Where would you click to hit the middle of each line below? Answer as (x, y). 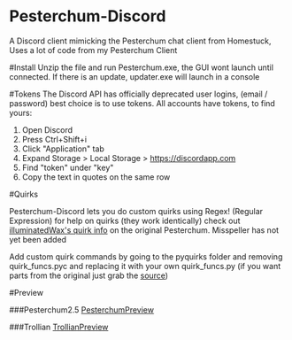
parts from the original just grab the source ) (89, 275)
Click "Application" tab (63, 149)
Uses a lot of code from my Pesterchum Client (93, 50)
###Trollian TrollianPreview (59, 327)
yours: (21, 112)
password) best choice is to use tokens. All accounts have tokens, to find (142, 103)
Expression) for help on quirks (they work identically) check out (125, 220)
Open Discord (47, 129)
